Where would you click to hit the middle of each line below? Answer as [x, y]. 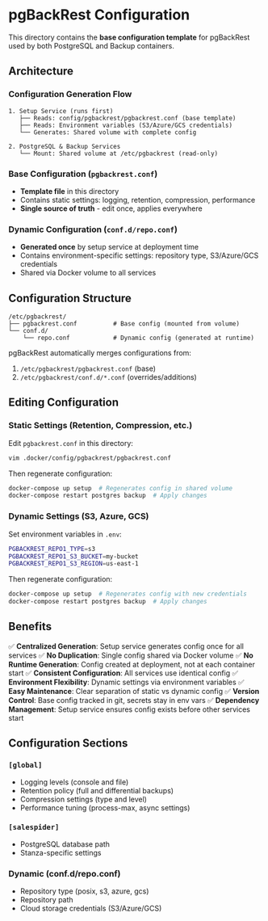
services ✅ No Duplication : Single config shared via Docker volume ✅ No [131, 655]
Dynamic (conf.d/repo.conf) [65, 873]
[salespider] [34, 827]
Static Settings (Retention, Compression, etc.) [100, 426]
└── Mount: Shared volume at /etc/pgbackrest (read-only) [119, 153]
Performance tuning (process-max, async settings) [105, 807]
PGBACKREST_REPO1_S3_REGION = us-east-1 [73, 564]
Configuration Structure [70, 298]
